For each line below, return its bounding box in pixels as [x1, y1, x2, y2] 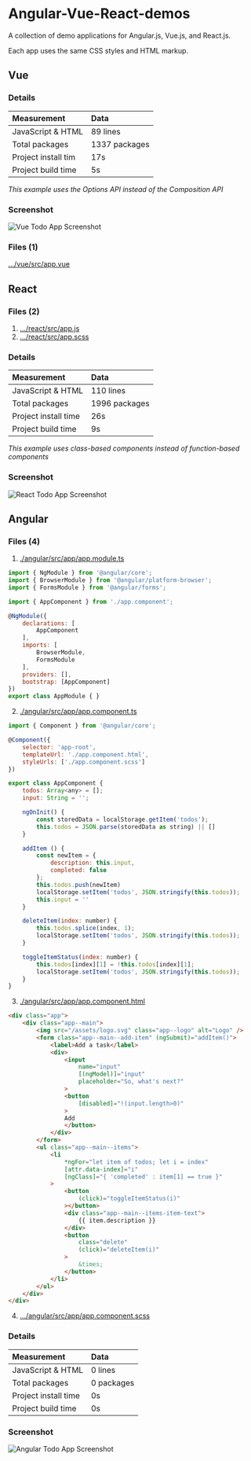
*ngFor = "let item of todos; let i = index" [64, 1157, 209, 1166]
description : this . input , [49, 859, 135, 867]
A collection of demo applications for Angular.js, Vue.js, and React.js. [8, 31, 231, 40]
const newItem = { [36, 852, 96, 859]
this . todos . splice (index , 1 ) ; [36, 925, 135, 933]
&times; [78, 1260, 104, 1268]
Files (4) [8, 535, 41, 546]
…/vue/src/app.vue [8, 259, 71, 269]
